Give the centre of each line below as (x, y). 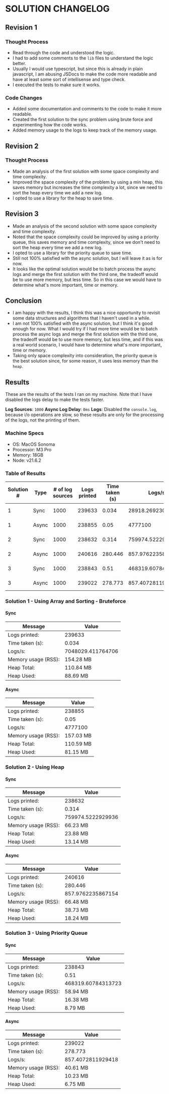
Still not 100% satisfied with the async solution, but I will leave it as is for (87, 258)
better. (19, 63)
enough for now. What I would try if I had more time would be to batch (85, 329)
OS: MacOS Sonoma (34, 444)
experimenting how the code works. (50, 125)
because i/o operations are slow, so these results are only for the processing (84, 415)
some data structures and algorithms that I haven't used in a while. (81, 318)
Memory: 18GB (28, 455)
